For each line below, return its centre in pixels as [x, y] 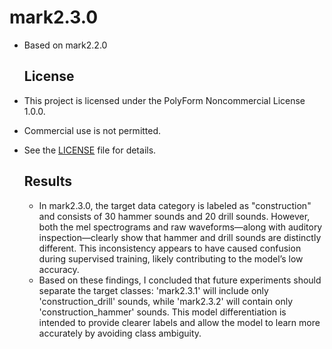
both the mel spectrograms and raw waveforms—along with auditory [180, 227]
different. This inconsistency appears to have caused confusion [170, 248]
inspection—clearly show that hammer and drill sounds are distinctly [180, 237]
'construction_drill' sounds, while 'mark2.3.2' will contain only [166, 301]
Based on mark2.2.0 [65, 45]
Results [47, 181]
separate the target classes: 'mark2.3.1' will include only [153, 290]
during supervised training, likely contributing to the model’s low [171, 258]
